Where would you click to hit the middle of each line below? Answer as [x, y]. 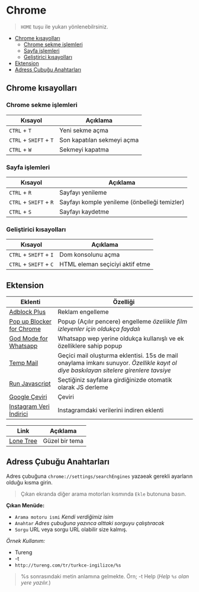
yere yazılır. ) [36, 583]
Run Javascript [30, 384]
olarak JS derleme [83, 387]
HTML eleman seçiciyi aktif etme [105, 264]
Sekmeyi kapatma [84, 150]
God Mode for [29, 339]
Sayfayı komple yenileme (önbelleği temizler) [122, 202]
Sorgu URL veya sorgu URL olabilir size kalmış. [71, 529]
